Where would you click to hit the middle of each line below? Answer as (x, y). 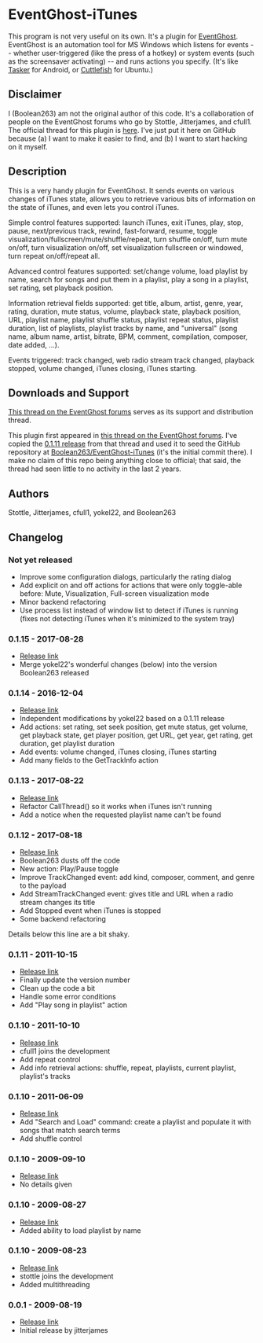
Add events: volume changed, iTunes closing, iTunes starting (118, 752)
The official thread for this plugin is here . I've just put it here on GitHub (122, 130)
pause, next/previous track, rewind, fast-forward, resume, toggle (113, 230)
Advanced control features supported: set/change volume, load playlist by (128, 271)
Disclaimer (35, 95)
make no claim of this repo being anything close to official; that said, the (125, 461)
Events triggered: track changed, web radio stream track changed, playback (131, 360)
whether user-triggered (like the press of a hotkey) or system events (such (134, 53)
